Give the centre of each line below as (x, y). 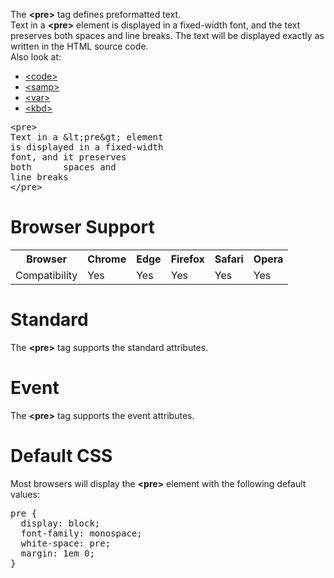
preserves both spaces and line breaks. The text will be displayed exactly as (167, 35)
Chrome (107, 259)
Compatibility (46, 275)
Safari (229, 259)
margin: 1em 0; (57, 553)
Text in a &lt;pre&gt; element (87, 137)
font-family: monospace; (81, 533)
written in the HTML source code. (79, 46)
